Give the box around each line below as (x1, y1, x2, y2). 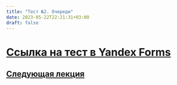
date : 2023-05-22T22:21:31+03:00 (6, 14, 90, 20)
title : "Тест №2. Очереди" (6, 8, 74, 15)
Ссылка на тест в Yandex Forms (6, 45, 172, 59)
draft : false (6, 20, 39, 26)
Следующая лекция (6, 69, 85, 79)
